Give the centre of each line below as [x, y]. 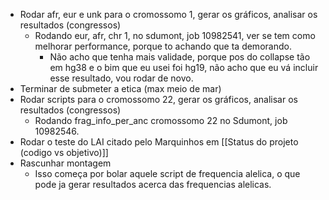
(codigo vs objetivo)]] [64, 152]
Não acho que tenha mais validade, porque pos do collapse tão [180, 57]
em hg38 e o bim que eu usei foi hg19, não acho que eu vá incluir [184, 67]
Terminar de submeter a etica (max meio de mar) [120, 88]
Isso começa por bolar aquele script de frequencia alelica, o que [167, 173]
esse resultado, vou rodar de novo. [121, 78]
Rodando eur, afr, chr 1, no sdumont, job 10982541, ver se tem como [175, 35]
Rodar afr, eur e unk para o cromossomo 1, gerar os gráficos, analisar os [168, 14]
